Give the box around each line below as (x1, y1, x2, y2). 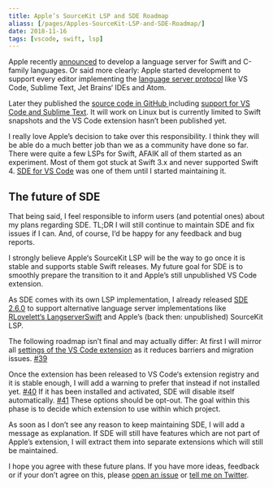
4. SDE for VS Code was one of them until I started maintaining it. (8, 166, 227, 176)
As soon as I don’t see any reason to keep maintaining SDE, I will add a (8, 420, 245, 429)
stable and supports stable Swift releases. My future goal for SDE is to (8, 262, 244, 272)
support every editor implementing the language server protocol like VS (8, 74, 248, 84)
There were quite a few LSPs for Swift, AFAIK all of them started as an (8, 149, 242, 159)
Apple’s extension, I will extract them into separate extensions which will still (8, 437, 264, 447)
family (8, 66, 29, 76)
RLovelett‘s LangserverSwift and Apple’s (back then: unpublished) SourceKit (8, 312, 264, 322)
